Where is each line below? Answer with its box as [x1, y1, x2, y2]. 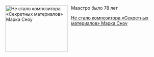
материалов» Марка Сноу [71, 20, 128, 26]
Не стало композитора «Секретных [71, 15, 149, 21]
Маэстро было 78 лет [71, 5, 118, 11]
